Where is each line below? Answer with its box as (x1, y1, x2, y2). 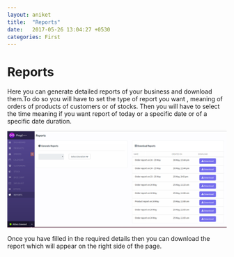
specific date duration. (7, 117, 72, 126)
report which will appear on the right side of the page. (7, 242, 162, 250)
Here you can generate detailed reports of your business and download (7, 87, 212, 96)
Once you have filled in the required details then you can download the (7, 234, 210, 242)
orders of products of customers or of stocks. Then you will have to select (7, 102, 220, 111)
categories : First (7, 34, 61, 41)
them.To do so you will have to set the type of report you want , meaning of (7, 95, 223, 103)
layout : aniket (7, 11, 52, 18)
